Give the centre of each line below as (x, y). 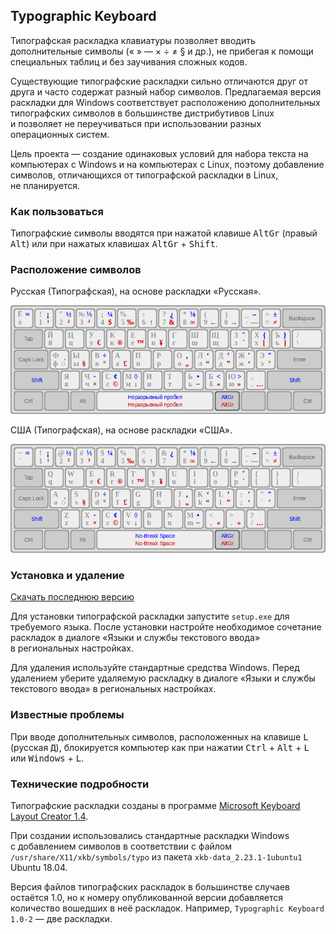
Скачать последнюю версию (72, 597)
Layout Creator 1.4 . (49, 816)
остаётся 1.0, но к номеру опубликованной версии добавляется (146, 898)
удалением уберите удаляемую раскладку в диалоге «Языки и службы (163, 678)
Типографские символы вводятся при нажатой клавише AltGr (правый (164, 233)
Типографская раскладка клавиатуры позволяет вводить (133, 40)
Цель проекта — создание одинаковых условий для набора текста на (159, 153)
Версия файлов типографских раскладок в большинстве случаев (150, 887)
